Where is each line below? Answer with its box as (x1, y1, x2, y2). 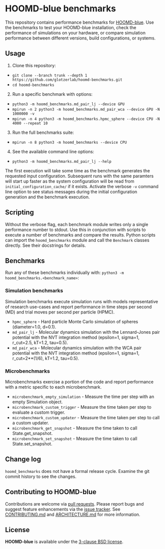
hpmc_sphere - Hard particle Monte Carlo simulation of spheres (12, 318, 138, 324)
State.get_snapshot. (12, 430, 53, 436)
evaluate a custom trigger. (12, 409, 65, 415)
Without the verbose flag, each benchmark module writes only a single (5, 221, 148, 227)
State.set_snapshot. (12, 440, 53, 447)
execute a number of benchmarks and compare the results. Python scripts (5, 232, 156, 237)
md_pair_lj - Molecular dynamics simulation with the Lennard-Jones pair (12, 329, 160, 335)
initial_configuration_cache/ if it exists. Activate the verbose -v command (5, 183, 159, 189)
